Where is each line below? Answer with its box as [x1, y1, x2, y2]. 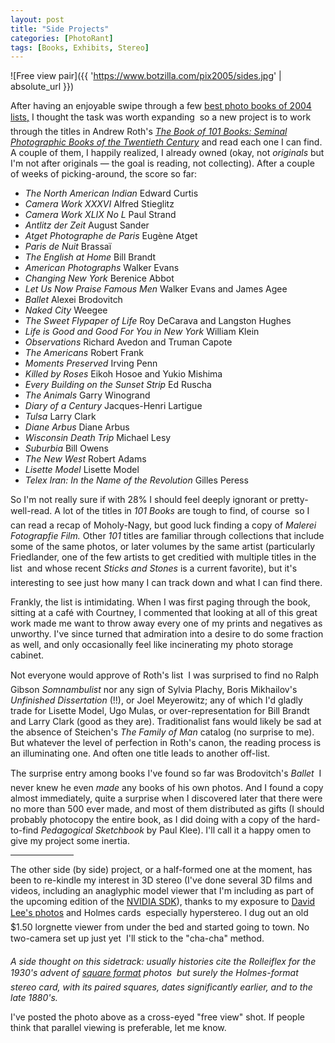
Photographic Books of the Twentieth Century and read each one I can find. [10, 136, 323, 148]
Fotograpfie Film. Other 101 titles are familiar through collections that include [10, 530, 325, 542]
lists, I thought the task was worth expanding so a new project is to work [10, 111, 312, 123]
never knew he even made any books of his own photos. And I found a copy [10, 782, 324, 794]
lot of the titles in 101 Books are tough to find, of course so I [62, 505, 310, 517]
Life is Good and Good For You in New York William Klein [24, 326, 260, 338]
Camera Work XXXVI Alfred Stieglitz [24, 198, 175, 210]
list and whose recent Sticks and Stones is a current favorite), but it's [10, 562, 298, 575]
